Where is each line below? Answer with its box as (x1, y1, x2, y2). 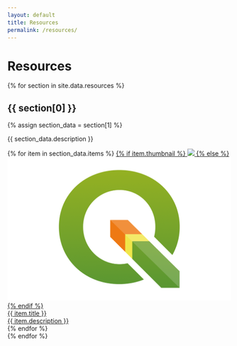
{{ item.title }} (7, 309, 48, 318)
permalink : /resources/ (7, 26, 78, 33)
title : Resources (7, 18, 59, 26)
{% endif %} (7, 301, 44, 310)
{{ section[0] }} (7, 102, 77, 114)
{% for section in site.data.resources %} (7, 82, 125, 90)
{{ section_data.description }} (7, 135, 94, 144)
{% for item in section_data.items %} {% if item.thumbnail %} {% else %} (7, 149, 229, 158)
